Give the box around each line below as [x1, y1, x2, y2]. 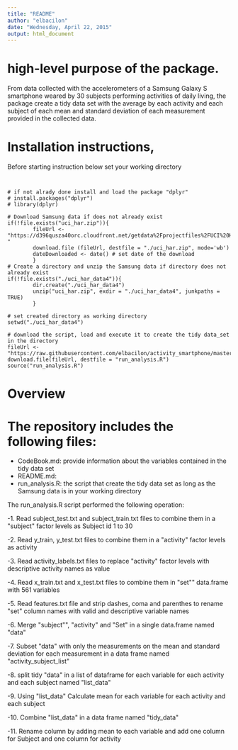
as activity [7, 543, 38, 552]
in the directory [7, 337, 59, 345]
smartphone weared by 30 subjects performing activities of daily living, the [7, 91, 227, 100]
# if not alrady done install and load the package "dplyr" [7, 189, 189, 196]
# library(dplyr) [7, 201, 59, 208]
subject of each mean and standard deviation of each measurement [7, 107, 205, 116]
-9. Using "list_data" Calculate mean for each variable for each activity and [7, 692, 226, 700]
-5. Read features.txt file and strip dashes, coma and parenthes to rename [7, 600, 223, 608]
